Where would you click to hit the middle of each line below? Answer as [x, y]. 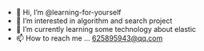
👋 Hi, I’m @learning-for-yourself [68, 12]
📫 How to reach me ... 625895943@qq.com [89, 38]
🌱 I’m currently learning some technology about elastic [106, 29]
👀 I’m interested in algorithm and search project [94, 21]
